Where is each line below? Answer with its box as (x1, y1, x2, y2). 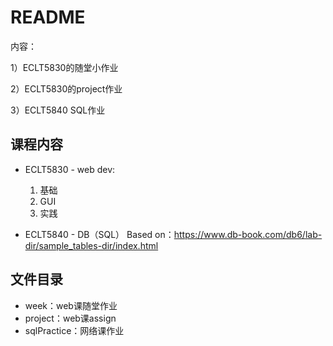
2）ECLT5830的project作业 (10, 82, 123, 95)
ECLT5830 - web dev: (24, 163, 116, 175)
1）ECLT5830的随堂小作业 (10, 61, 119, 73)
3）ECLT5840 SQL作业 (10, 104, 106, 116)
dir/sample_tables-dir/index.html (24, 239, 159, 251)
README (10, 6, 86, 29)
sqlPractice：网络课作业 (24, 324, 125, 336)
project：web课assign (24, 312, 117, 324)
